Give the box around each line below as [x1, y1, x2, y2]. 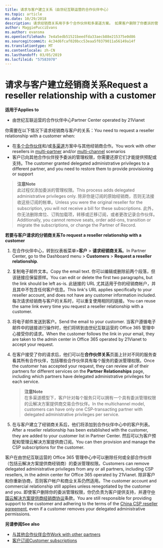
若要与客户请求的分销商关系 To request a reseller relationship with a [5, 232, 142, 238]
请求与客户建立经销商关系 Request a [5, 79, 148, 91]
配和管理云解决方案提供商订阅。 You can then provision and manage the [12, 439, 156, 445]
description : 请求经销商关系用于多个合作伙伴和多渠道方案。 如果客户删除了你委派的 [5, 20, 155, 26]
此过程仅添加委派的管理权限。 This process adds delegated [16, 187, 135, 193]
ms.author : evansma [5, 30, 45, 35]
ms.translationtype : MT [5, 43, 53, 48]
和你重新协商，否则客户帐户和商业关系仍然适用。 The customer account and [5, 478, 157, 484]
